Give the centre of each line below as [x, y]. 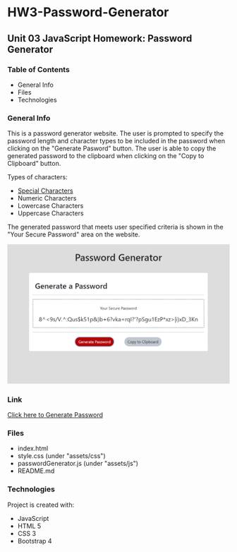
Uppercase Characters [50, 213]
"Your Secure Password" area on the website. [74, 234]
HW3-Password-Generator [88, 12]
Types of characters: [38, 177]
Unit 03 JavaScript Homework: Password [100, 38]
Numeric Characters [47, 198]
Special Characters [45, 191]
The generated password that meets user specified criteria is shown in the [115, 227]
